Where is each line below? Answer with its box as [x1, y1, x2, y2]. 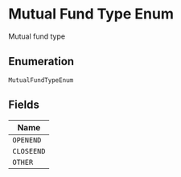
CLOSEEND [12, 146, 46, 155]
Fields [8, 98, 40, 112]
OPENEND [12, 135, 42, 145]
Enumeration [8, 55, 75, 68]
